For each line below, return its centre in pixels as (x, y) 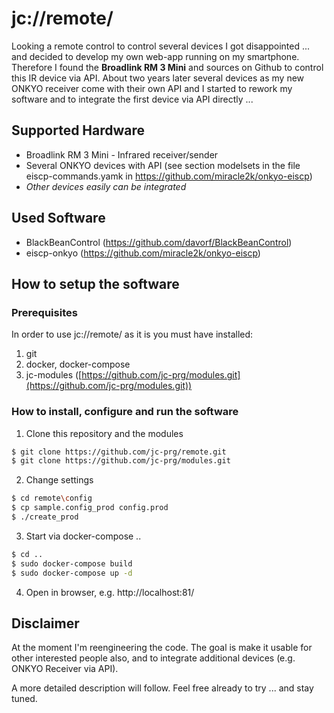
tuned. (24, 699)
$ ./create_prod (45, 517)
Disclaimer (45, 623)
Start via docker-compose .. (83, 536)
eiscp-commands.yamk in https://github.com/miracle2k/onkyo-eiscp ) (169, 176)
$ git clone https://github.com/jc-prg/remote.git (119, 452)
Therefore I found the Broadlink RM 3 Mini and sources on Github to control (167, 67)
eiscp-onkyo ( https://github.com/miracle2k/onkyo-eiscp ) (143, 253)
